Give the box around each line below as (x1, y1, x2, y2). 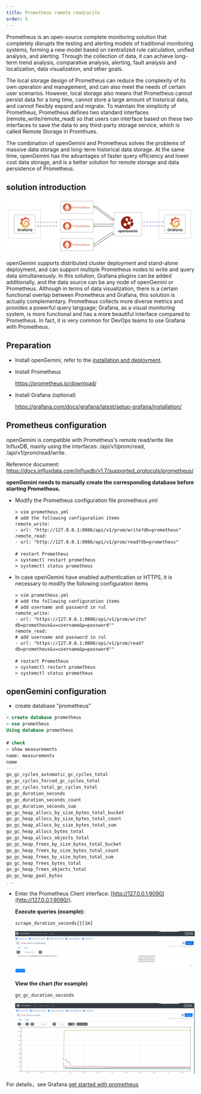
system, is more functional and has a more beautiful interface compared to (6, 310, 190, 317)
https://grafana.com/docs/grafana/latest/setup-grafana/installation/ (14, 402, 182, 410)
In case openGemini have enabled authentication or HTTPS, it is (14, 573, 172, 581)
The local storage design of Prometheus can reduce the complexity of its (6, 77, 187, 84)
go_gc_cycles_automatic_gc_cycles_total (6, 771, 109, 778)
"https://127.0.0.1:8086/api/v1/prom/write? (33, 616, 147, 622)
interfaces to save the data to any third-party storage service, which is (6, 121, 180, 128)
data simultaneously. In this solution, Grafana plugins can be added (6, 272, 172, 279)
